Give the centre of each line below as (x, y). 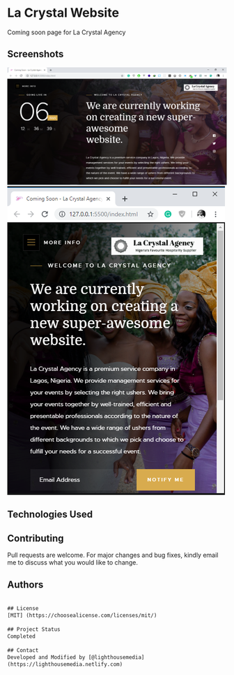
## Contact (23, 650)
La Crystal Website (63, 13)
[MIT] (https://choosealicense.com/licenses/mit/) (82, 615)
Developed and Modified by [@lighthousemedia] (76, 657)
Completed (22, 636)
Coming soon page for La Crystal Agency (67, 32)
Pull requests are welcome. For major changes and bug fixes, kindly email (113, 555)
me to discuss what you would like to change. (72, 562)
